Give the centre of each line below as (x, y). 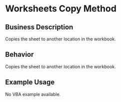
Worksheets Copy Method (61, 9)
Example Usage (30, 82)
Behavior (19, 54)
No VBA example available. (33, 94)
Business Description (39, 27)
